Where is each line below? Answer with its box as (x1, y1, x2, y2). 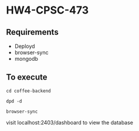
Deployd (14, 42, 35, 50)
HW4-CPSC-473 (6, 4, 89, 17)
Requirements (6, 27, 59, 37)
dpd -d (6, 98, 22, 104)
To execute (6, 72, 48, 83)
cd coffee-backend (6, 88, 51, 94)
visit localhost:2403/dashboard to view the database (6, 119, 134, 126)
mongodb (14, 55, 38, 62)
